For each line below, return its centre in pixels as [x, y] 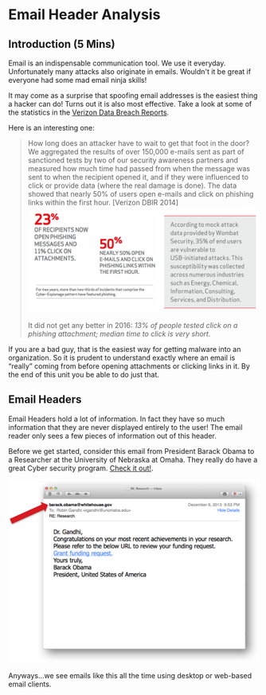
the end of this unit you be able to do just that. [84, 375]
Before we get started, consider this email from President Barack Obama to [131, 451]
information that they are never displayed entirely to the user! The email [125, 427]
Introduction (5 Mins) [62, 44]
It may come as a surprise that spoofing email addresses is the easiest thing [133, 96]
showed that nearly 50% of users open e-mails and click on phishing [141, 194]
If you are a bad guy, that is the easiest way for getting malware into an [125, 349]
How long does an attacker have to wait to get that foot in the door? [138, 143]
